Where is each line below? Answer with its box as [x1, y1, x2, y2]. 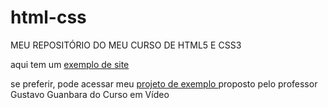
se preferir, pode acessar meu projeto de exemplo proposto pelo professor [10, 77, 318, 90]
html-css [10, 6, 87, 29]
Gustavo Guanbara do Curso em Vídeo [10, 88, 170, 100]
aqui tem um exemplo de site [10, 58, 130, 70]
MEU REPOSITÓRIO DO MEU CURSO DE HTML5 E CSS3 [10, 39, 242, 51]
